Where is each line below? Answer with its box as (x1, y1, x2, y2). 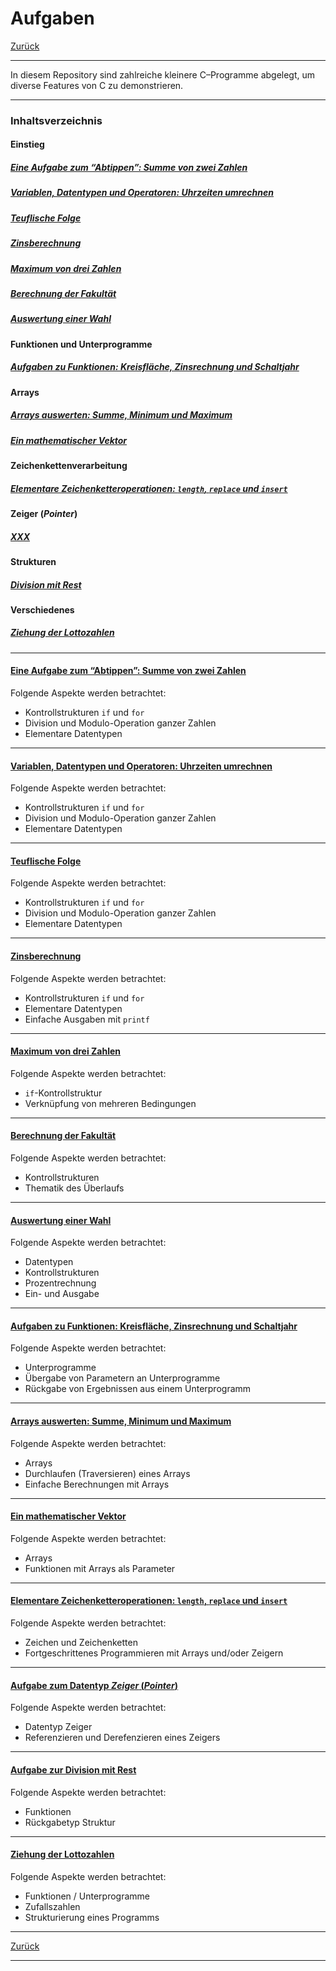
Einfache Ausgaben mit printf (24, 1013, 150, 1025)
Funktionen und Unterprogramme (10, 338, 153, 350)
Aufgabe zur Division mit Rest (10, 1763, 137, 1776)
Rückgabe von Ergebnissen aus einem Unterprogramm (24, 1383, 252, 1395)
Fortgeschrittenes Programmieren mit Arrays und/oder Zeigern (24, 1647, 284, 1659)
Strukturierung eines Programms (24, 1911, 160, 1923)
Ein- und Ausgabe (24, 1288, 100, 1300)
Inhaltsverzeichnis (10, 113, 103, 127)
